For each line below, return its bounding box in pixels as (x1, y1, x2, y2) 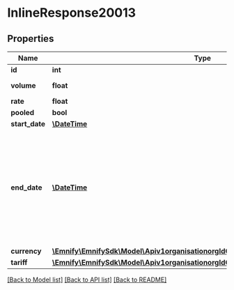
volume (10, 81, 36, 90)
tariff (10, 258, 28, 267)
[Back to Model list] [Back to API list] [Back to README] (7, 275, 167, 284)
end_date (10, 183, 43, 192)
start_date (10, 119, 46, 128)
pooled (10, 108, 35, 117)
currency (10, 246, 42, 256)
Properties (7, 33, 54, 45)
